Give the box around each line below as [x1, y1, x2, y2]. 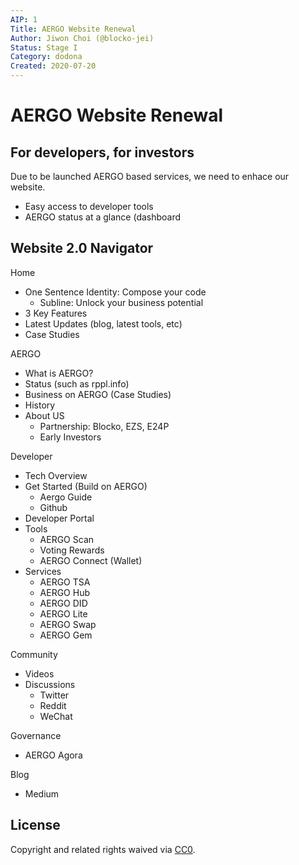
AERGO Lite [39, 607, 88, 620]
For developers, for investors [10, 144, 195, 161]
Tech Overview [24, 469, 88, 481]
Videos [24, 667, 55, 680]
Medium [24, 787, 60, 800]
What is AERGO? [24, 367, 94, 379]
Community [10, 648, 58, 660]
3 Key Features [24, 307, 88, 319]
